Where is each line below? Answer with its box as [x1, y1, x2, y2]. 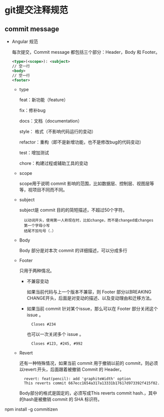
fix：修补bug [19, 108, 46, 114]
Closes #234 [31, 322, 56, 327]
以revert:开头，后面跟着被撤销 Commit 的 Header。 [19, 367, 124, 373]
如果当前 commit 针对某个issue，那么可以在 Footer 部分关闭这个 [26, 306, 159, 312]
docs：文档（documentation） [19, 118, 82, 124]
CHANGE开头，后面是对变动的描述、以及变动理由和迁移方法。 [26, 295, 155, 301]
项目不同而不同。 [32, 187, 68, 193]
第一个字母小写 [23, 223, 50, 228]
